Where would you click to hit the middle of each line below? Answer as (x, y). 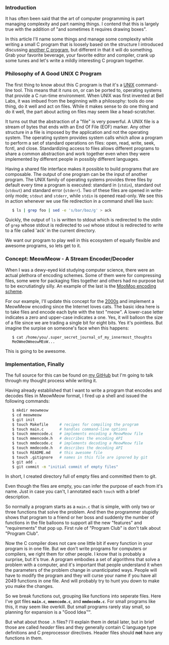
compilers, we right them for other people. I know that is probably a (75, 554)
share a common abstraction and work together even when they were (78, 154)
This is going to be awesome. (36, 351)
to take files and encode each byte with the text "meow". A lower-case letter (84, 312)
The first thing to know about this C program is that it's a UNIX (70, 84)
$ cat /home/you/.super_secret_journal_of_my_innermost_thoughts (82, 337)
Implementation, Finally (35, 364)
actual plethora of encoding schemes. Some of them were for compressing (83, 275)
